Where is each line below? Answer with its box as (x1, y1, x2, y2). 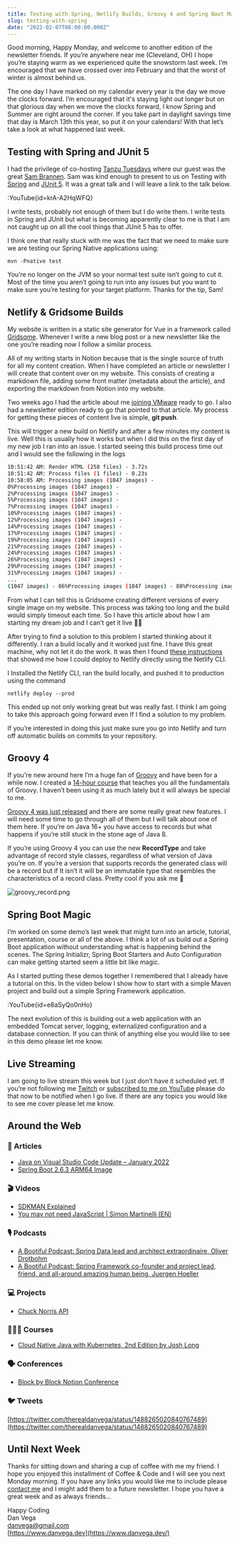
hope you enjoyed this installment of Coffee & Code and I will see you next (7, 1469, 225, 1478)
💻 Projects (7, 1287, 46, 1297)
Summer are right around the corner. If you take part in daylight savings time (7, 110, 231, 118)
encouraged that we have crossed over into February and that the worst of (7, 66, 226, 75)
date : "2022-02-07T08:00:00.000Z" (7, 24, 110, 31)
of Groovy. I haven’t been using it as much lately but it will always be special (7, 786, 230, 794)
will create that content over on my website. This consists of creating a (7, 369, 215, 378)
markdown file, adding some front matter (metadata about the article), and (7, 377, 225, 385)
